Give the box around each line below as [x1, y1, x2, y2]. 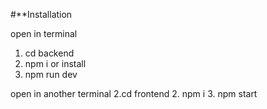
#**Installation [10, 9, 73, 20]
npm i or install [24, 58, 87, 69]
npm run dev [24, 69, 78, 80]
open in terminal [10, 28, 78, 39]
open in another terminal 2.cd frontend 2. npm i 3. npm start [10, 88, 258, 99]
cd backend [24, 47, 75, 59]
